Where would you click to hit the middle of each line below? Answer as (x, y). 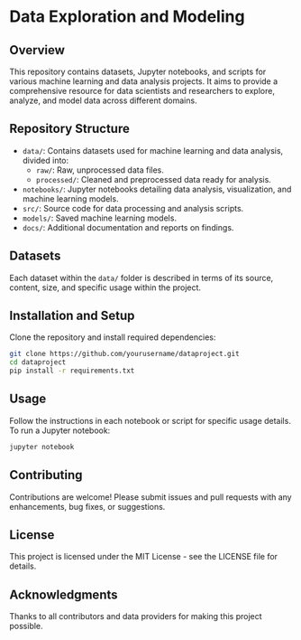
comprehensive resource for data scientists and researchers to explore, (142, 91)
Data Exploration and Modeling (127, 17)
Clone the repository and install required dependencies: (113, 337)
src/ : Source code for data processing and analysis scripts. (133, 208)
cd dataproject (38, 362)
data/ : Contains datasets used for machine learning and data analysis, (153, 150)
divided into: (46, 160)
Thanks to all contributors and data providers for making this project (136, 616)
